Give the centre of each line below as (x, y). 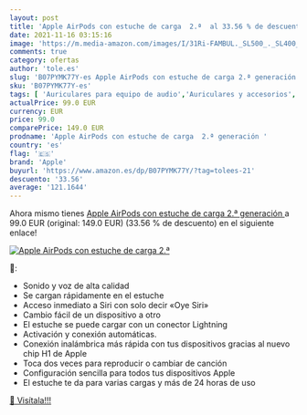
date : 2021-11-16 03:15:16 (61, 35)
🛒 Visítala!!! (31, 400)
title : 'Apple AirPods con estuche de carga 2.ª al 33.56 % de (136, 26)
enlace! (23, 233)
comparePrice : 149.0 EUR (57, 129)
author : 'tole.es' (44, 69)
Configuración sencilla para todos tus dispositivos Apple (129, 373)
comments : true (38, 52)
